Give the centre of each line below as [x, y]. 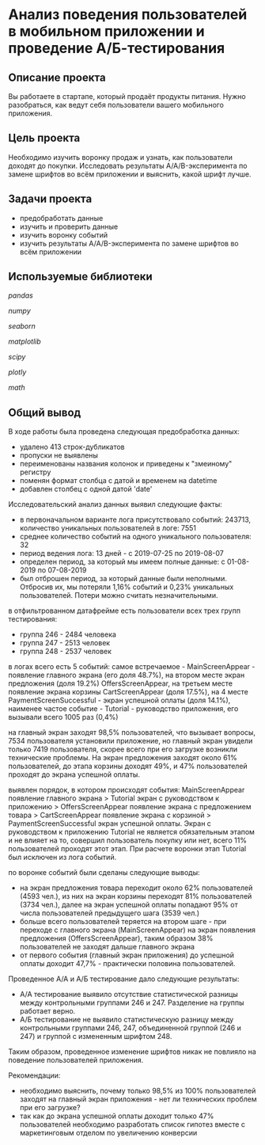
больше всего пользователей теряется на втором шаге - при [123, 922]
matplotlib [25, 341]
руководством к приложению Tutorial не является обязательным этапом [132, 832]
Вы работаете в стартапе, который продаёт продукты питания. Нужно [127, 96]
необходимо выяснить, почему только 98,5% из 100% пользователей [138, 1091]
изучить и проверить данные [69, 226]
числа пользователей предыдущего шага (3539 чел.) [110, 913]
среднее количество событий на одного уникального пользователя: [135, 537]
